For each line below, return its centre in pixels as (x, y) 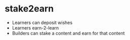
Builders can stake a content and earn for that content (68, 33)
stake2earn (29, 9)
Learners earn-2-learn (35, 27)
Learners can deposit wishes (42, 22)
